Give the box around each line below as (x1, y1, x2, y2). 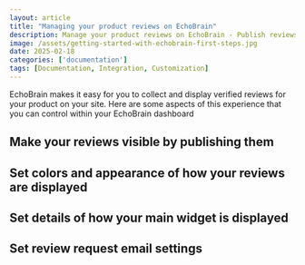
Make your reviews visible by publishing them (9, 134, 274, 150)
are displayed (9, 179, 88, 195)
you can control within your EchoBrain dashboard (9, 108, 194, 119)
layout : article (9, 13, 71, 23)
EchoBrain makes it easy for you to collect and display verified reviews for (9, 88, 286, 100)
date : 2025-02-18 (9, 47, 75, 56)
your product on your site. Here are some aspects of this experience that (9, 98, 281, 109)
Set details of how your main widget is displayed (9, 211, 289, 226)
